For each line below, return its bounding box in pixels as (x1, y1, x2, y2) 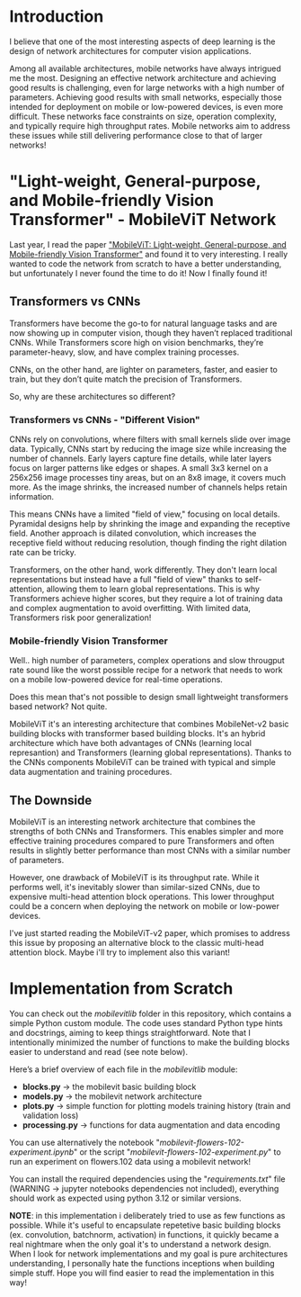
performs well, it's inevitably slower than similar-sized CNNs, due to (9, 882, 261, 893)
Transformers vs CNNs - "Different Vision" (9, 413, 200, 426)
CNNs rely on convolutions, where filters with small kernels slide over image (9, 434, 291, 445)
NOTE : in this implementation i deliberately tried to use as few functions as (9, 1211, 286, 1221)
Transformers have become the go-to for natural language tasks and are (9, 318, 278, 329)
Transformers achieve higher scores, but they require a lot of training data (9, 592, 283, 604)
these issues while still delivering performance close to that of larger (9, 130, 263, 140)
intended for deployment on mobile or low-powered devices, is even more (9, 101, 284, 112)
